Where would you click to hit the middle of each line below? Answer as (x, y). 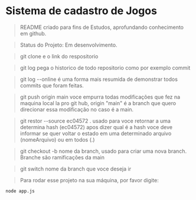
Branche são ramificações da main (62, 157)
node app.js (20, 191)
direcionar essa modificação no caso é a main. (77, 109)
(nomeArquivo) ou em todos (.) (57, 139)
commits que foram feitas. (52, 85)
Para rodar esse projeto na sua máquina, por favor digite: (89, 180)
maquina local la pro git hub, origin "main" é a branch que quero (98, 103)
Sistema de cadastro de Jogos (81, 11)
